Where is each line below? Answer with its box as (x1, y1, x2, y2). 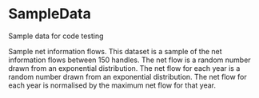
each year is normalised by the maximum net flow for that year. (8, 80, 216, 90)
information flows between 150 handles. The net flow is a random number (8, 55, 251, 65)
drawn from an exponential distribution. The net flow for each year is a (8, 63, 241, 73)
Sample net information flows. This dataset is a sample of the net (8, 46, 222, 56)
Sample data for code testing (8, 31, 104, 41)
